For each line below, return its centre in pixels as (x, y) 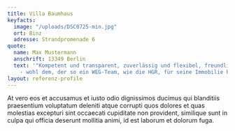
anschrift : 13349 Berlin (50, 59)
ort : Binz (28, 33)
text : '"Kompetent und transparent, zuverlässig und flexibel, (107, 65)
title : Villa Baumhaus (40, 14)
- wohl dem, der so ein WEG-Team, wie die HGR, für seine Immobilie (122, 72)
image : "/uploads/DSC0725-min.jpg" (65, 26)
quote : (17, 46)
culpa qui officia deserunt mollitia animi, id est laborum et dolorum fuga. (111, 121)
